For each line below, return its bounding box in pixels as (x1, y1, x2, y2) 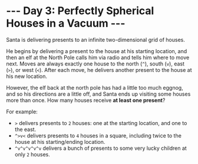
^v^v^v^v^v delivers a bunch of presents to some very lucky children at (14, 145, 187, 152)
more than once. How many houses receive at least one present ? (6, 96, 166, 104)
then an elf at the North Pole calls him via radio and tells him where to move (6, 54, 190, 61)
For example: (6, 108, 38, 115)
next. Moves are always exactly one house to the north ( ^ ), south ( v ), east (6, 60, 184, 67)
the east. (14, 126, 37, 133)
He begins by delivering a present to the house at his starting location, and (6, 47, 187, 54)
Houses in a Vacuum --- (6, 17, 126, 30)
